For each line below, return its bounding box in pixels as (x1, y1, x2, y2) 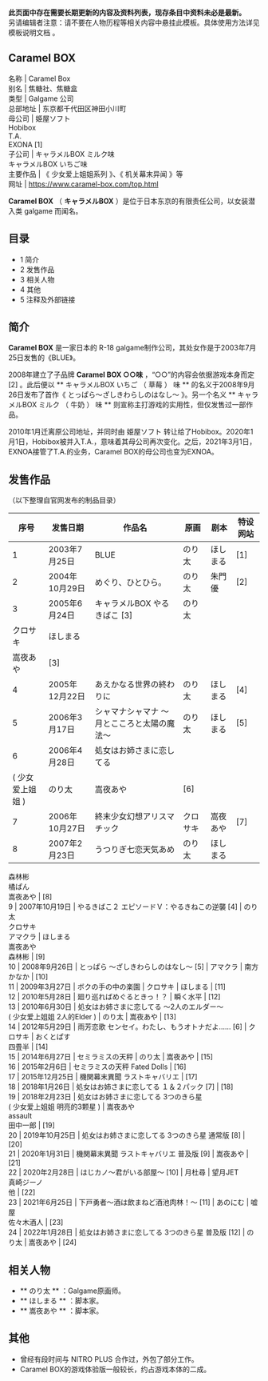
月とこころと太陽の (94, 718, 167, 729)
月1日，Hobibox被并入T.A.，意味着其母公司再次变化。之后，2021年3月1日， (8, 437, 257, 446)
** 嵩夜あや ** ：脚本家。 (19, 1306, 104, 1315)
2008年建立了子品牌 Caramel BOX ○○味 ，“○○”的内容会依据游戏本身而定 (8, 370, 255, 379)
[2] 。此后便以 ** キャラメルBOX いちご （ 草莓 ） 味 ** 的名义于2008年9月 (8, 380, 255, 390)
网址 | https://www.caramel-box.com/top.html (8, 179, 159, 189)
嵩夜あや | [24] (28, 1238, 77, 1247)
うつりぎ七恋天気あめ (94, 844, 175, 855)
